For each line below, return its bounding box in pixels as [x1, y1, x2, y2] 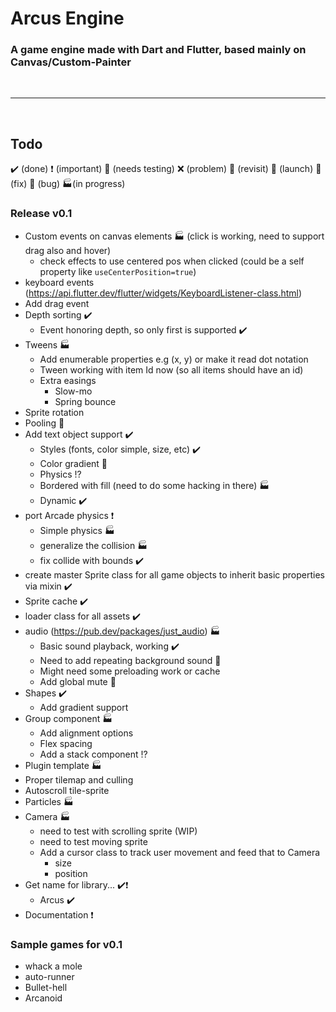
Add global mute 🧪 [39, 675, 117, 687]
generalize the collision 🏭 [39, 539, 148, 551]
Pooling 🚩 [24, 417, 65, 429]
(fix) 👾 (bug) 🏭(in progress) [10, 178, 126, 190]
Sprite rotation [24, 406, 85, 418]
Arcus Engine [10, 7, 125, 30]
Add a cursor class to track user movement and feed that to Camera [39, 846, 321, 858]
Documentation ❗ [24, 908, 94, 921]
